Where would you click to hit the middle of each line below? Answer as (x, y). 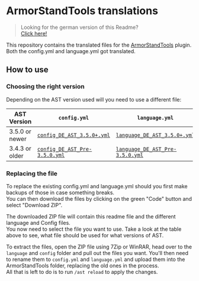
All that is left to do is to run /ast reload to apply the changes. (82, 272)
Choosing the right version (45, 87)
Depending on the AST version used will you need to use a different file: (94, 99)
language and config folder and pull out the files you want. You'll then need (97, 253)
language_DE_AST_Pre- (146, 149)
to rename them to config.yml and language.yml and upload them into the (96, 259)
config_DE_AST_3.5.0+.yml (74, 135)
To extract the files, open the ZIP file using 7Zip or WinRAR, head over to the (99, 247)
